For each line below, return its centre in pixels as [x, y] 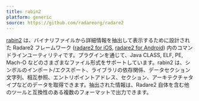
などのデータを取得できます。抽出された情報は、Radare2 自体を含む [100, 85]
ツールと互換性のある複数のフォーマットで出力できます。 [81, 92]
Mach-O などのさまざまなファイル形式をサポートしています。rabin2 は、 [96, 62]
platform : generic [29, 17]
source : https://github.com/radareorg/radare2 [65, 23]
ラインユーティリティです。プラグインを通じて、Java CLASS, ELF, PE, [97, 55]
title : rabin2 [24, 12]
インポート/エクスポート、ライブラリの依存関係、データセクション [108, 70]
